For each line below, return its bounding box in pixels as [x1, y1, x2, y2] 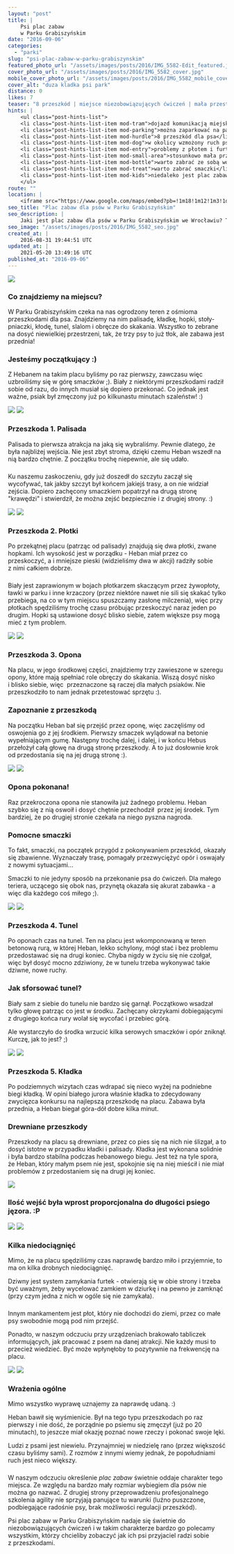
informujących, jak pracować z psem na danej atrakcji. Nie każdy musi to [8, 1337, 217, 1345]
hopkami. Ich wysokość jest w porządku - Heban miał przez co [8, 549, 188, 557]
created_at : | [8, 230, 49, 237]
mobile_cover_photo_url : [8, 74, 80, 82]
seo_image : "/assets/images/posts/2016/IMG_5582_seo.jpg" [8, 223, 179, 230]
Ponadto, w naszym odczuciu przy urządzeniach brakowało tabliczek [8, 1329, 206, 1338]
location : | [8, 191, 42, 198]
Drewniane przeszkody [8, 1122, 88, 1131]
